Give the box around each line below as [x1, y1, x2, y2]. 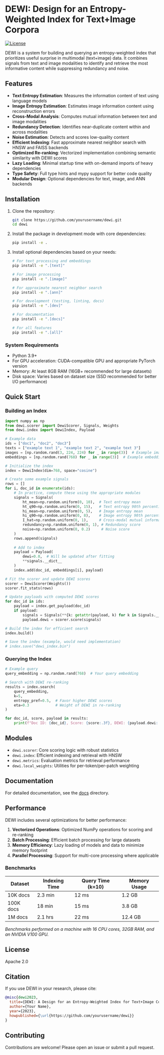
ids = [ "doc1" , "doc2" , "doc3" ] [5, 441, 71, 446]
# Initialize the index [5, 463, 54, 468]
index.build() [5, 631, 34, 636]
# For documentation [12, 312, 54, 317]
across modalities [12, 129, 48, 135]
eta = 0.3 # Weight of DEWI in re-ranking [14, 703, 121, 707]
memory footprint [12, 847, 48, 853]
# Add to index [14, 545, 45, 550]
